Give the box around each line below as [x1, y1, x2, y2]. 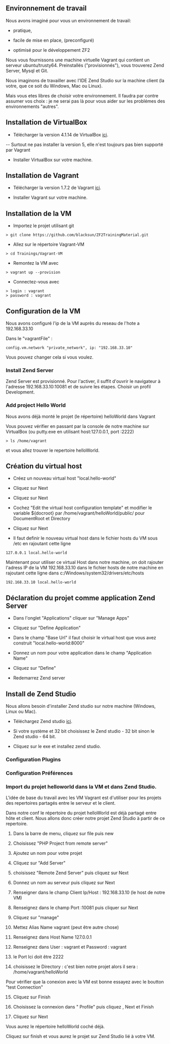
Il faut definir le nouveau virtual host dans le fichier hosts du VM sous [13, 535, 158, 542]
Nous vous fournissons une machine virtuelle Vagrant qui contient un [6, 57, 150, 63]
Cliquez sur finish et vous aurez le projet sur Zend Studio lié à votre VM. [6, 1033, 156, 1039]
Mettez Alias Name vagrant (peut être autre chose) [13, 924, 119, 930]
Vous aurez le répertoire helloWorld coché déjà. [6, 1024, 105, 1030]
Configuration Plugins [6, 756, 61, 763]
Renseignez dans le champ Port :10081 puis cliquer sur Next [13, 905, 139, 911]
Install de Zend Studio [6, 690, 76, 698]
